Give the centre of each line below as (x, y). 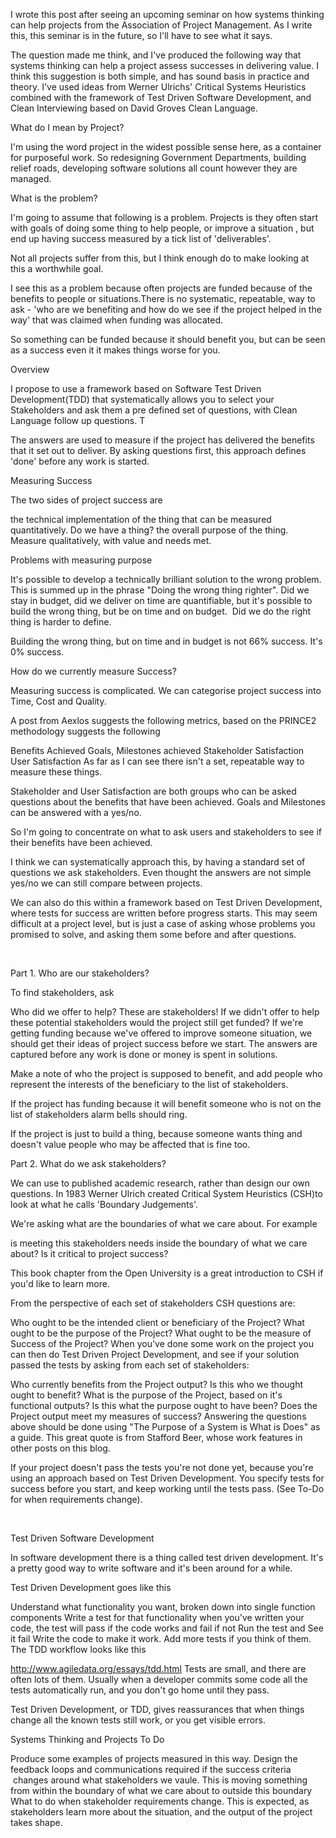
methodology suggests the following (85, 731)
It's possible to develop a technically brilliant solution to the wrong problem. (166, 579)
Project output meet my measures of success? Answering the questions (158, 1416)
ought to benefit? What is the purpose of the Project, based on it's (146, 1395)
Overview (30, 369)
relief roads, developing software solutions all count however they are (154, 168)
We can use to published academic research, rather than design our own (160, 1183)
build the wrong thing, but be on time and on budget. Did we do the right (161, 611)
